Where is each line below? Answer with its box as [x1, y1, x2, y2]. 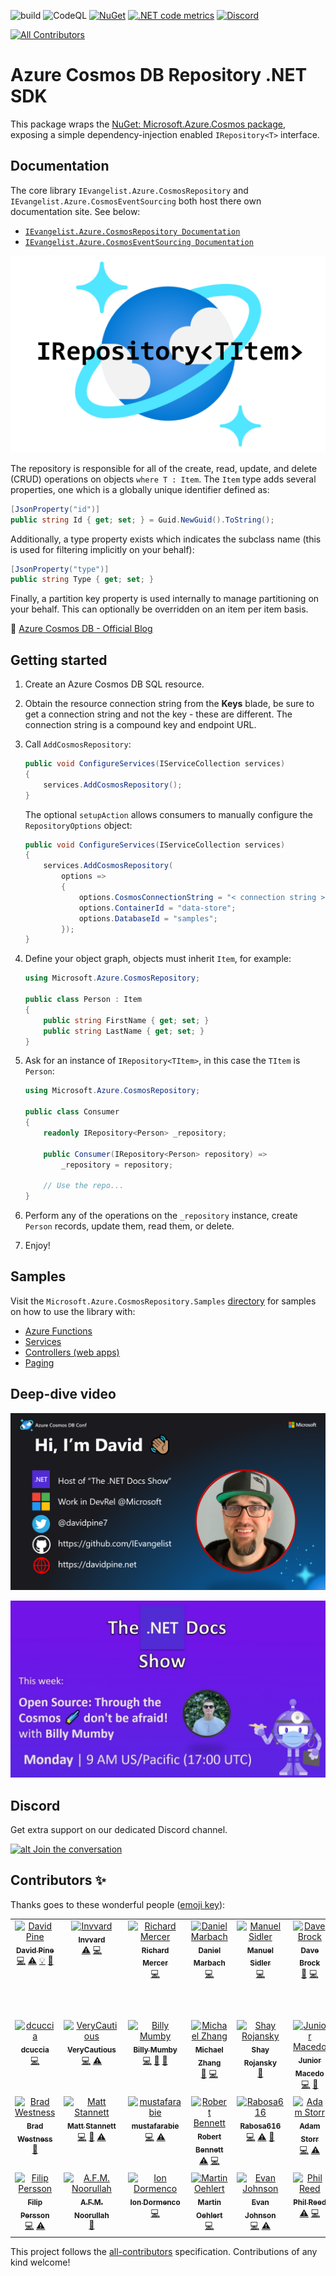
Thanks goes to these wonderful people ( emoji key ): [10, 1898, 226, 1910]
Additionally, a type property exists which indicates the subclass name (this [10, 533, 322, 545]
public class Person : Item [24, 995, 142, 1005]
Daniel [198, 1945, 222, 1955]
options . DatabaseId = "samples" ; [78, 913, 218, 924]
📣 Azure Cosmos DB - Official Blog [10, 623, 153, 635]
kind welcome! [10, 2256, 71, 2268]
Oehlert [196, 2210, 223, 2220]
